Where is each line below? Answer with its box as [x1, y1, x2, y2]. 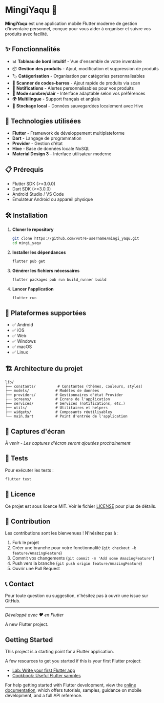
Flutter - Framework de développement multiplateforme [12, 130, 125, 136]
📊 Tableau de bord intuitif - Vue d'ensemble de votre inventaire [12, 58, 142, 64]
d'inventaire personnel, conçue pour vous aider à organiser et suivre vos [5, 25, 151, 31]
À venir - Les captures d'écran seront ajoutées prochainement [5, 440, 131, 446]
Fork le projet [12, 539, 39, 546]
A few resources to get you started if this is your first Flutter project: [5, 658, 142, 663]
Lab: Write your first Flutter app [12, 667, 76, 673]
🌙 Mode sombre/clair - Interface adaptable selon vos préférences [12, 90, 145, 96]
